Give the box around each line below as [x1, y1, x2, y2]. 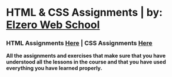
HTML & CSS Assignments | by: [6, 6, 163, 19]
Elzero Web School [6, 18, 100, 32]
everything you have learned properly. [6, 65, 102, 72]
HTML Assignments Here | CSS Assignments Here [6, 39, 153, 47]
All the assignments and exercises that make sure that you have [6, 52, 166, 60]
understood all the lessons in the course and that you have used [6, 58, 166, 65]
